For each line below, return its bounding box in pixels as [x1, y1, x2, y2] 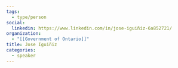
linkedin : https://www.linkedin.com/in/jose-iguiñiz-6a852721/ [11, 25, 172, 31]
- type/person [11, 14, 47, 20]
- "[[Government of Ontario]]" [11, 36, 90, 42]
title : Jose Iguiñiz [6, 42, 58, 48]
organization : [6, 31, 42, 37]
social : [6, 20, 26, 25]
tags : [6, 8, 20, 15]
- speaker [11, 53, 36, 59]
